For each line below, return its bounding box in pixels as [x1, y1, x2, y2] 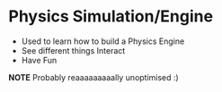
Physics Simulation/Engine [8, 6, 213, 27]
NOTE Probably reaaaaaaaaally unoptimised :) [8, 71, 179, 82]
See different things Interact [21, 45, 126, 55]
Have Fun [21, 54, 58, 65]
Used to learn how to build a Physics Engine [21, 36, 185, 46]
